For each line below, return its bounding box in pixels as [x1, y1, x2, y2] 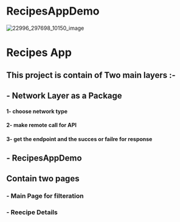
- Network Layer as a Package [6, 90, 123, 101]
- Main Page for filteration [6, 192, 84, 200]
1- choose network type [6, 108, 68, 115]
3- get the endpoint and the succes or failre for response [6, 135, 153, 142]
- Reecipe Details [6, 208, 58, 217]
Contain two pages [6, 173, 80, 184]
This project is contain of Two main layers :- [6, 70, 176, 80]
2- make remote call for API [6, 122, 77, 129]
